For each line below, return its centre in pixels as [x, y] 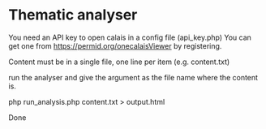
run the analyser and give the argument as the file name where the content [133, 77]
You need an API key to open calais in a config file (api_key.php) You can [130, 37]
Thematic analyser [73, 15]
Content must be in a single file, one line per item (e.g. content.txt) [119, 62]
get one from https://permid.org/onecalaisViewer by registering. [115, 45]
